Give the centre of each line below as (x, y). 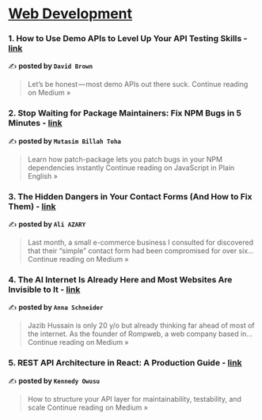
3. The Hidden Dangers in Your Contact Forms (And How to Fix (130, 196)
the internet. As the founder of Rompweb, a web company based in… (140, 334)
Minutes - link (35, 123)
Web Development (70, 14)
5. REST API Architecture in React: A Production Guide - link (125, 363)
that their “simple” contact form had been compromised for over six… (141, 251)
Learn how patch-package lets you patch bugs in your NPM (125, 159)
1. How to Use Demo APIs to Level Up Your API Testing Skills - (128, 39)
